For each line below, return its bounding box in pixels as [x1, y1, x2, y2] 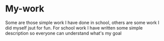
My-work [5, 3, 44, 14]
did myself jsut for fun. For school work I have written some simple [5, 24, 143, 30]
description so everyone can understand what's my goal [5, 30, 122, 36]
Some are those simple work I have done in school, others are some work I [5, 19, 159, 25]
